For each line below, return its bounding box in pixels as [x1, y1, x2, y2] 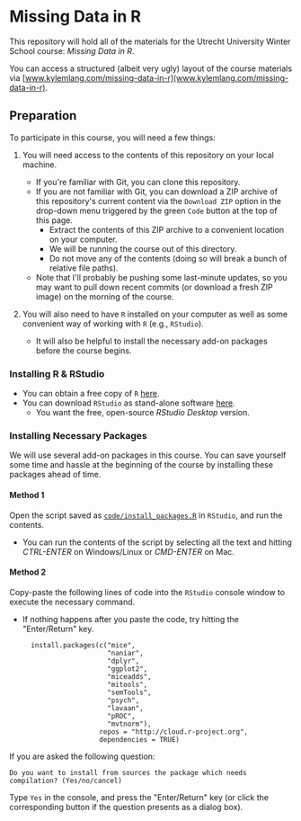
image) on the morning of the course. [35, 290, 174, 302]
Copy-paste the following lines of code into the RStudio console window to [9, 586, 286, 597]
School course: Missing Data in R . [9, 45, 135, 56]
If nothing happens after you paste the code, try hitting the [22, 613, 240, 624]
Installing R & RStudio [9, 367, 105, 379]
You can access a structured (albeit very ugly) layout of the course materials [9, 63, 293, 74]
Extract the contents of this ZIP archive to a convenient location [49, 224, 285, 235]
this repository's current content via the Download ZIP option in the [35, 195, 281, 206]
